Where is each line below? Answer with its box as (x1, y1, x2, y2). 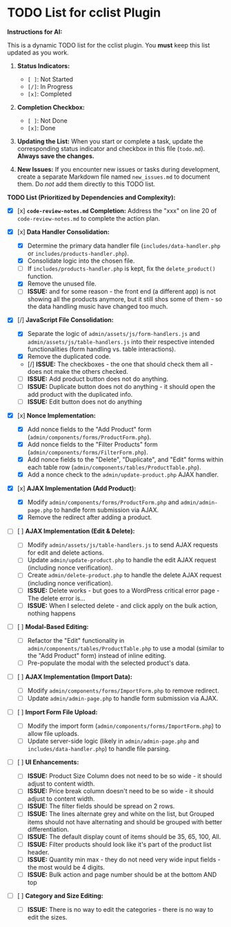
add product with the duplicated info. (27, 390, 133, 398)
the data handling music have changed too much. (27, 302, 168, 311)
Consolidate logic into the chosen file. (27, 257, 135, 265)
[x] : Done (27, 123, 56, 132)
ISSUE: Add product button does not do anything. (27, 375, 169, 383)
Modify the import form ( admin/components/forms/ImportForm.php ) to (27, 722, 221, 730)
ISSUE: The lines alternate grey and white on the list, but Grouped (27, 810, 215, 818)
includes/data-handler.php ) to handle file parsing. (27, 745, 171, 753)
